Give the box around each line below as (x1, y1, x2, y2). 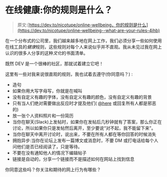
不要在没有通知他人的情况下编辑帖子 (12, 150, 87, 156)
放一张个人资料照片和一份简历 (12, 113, 74, 118)
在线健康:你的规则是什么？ (5, 4, 113, 16)
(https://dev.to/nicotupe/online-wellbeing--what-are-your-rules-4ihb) (17, 27, 160, 33)
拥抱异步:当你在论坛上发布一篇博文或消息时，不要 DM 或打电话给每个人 (12, 137, 159, 143)
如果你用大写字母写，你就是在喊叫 (12, 88, 83, 94)
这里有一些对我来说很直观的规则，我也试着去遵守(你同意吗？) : (5, 71, 133, 77)
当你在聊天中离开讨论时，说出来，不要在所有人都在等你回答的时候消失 (12, 131, 157, 137)
